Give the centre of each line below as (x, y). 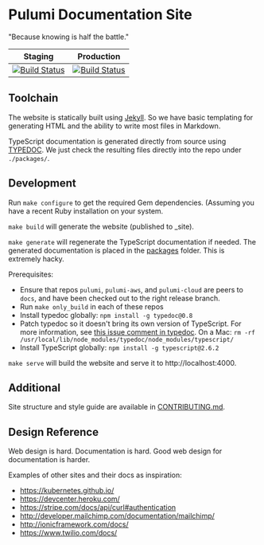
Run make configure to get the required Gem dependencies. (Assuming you (131, 202)
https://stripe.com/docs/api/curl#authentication (98, 508)
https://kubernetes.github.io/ (67, 491)
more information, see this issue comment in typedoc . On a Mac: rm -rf (138, 331)
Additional (35, 388)
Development (43, 184)
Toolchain (33, 98)
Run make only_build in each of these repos (92, 306)
